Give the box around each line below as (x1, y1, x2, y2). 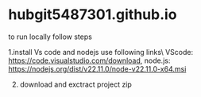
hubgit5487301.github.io (8, 6, 177, 24)
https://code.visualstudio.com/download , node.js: (8, 56, 171, 65)
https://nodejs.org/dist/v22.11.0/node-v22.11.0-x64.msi (8, 64, 187, 73)
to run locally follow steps (8, 32, 93, 41)
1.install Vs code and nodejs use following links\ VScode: (8, 47, 193, 56)
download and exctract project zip (19, 80, 133, 89)
